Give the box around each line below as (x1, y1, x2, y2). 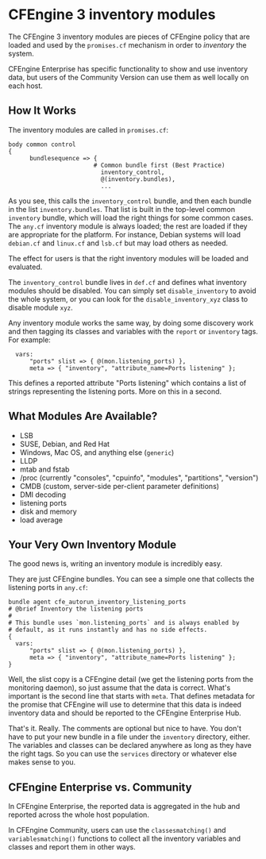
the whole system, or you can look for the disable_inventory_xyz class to (8, 294, 249, 303)
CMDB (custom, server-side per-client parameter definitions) (19, 481, 220, 491)
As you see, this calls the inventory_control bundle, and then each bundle (8, 196, 252, 206)
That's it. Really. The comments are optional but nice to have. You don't (8, 724, 242, 734)
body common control (8, 141, 77, 148)
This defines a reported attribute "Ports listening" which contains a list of (8, 378, 247, 387)
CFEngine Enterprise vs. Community (8, 780, 192, 794)
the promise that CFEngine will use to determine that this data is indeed (8, 700, 242, 710)
